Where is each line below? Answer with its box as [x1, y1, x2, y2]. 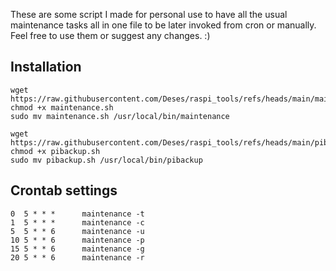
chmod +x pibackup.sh [10, 146, 101, 156]
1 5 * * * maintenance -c [10, 217, 145, 228]
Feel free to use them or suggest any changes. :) [10, 30, 211, 41]
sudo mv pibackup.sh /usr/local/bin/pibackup [10, 155, 203, 165]
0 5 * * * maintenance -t [10, 209, 145, 219]
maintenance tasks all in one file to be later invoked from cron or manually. [10, 19, 317, 31]
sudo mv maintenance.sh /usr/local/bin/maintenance [10, 111, 230, 121]
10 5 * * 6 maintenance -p [10, 235, 145, 245]
